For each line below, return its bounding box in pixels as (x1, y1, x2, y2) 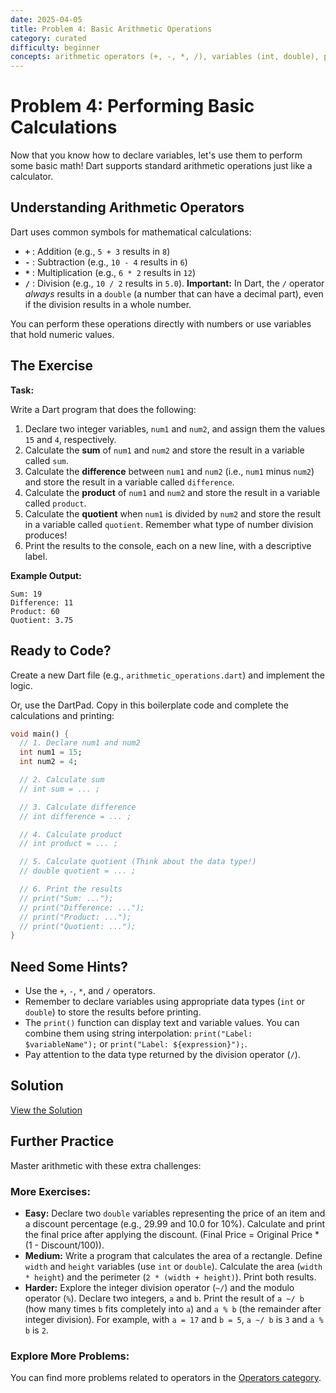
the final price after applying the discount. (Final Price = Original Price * (24, 1228, 320, 1240)
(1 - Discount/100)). (24, 1239, 105, 1251)
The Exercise (10, 357, 93, 375)
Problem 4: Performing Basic (10, 95, 255, 118)
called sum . (24, 454, 69, 466)
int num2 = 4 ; (19, 757, 78, 767)
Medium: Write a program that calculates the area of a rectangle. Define (24, 1249, 323, 1261)
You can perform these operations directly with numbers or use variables (10, 317, 312, 330)
